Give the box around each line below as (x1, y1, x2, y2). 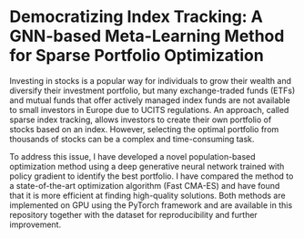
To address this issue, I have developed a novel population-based (9, 151, 257, 161)
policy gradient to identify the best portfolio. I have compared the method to (9, 171, 294, 182)
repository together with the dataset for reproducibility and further (9, 209, 258, 220)
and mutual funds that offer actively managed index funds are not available (9, 94, 291, 106)
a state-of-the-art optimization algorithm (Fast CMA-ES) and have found (9, 180, 280, 191)
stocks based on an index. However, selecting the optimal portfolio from (9, 123, 279, 134)
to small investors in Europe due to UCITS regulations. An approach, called (9, 104, 289, 115)
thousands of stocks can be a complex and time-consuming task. (9, 133, 255, 144)
